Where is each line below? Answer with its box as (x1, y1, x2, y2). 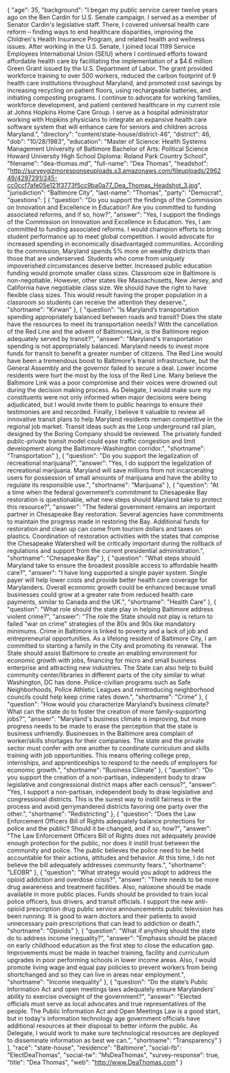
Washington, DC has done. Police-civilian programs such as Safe (7, 678, 191, 686)
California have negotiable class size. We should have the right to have (7, 283, 207, 292)
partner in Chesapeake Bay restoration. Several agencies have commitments (7, 510, 224, 518)
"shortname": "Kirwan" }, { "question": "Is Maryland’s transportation (7, 305, 199, 314)
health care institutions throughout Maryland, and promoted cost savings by (7, 79, 222, 87)
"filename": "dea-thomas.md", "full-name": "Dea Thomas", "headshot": (7, 160, 209, 167)
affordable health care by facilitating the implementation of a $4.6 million (7, 57, 213, 65)
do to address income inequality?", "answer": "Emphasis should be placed (7, 934, 218, 942)
